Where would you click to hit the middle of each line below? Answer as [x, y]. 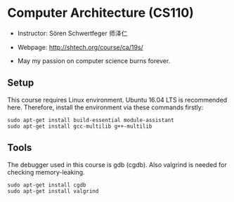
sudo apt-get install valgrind [53, 191]
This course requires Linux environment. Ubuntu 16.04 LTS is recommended [117, 100]
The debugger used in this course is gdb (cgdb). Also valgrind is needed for [117, 164]
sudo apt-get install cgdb [47, 185]
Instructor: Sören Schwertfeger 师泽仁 [72, 33]
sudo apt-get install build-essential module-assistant [91, 120]
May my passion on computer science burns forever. [94, 60]
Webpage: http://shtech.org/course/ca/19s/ [80, 47]
